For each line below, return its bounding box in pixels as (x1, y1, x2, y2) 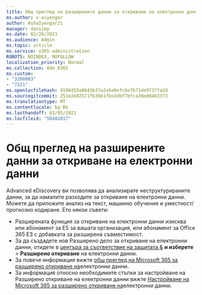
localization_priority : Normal (6, 59, 85, 65)
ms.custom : (6, 71, 34, 77)
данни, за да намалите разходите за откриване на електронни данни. (6, 194, 186, 201)
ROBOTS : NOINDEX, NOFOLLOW (6, 54, 74, 60)
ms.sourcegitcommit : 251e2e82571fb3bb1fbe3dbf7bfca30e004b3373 (6, 93, 168, 99)
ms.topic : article (6, 43, 52, 49)
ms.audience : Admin (6, 37, 55, 43)
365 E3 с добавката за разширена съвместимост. (14, 230, 143, 238)
